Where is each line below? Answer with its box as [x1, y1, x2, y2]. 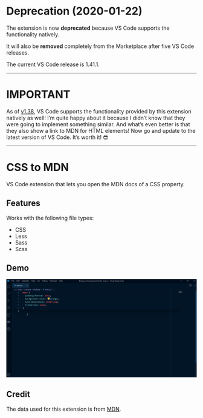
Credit [6, 389, 30, 400]
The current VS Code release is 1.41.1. [6, 61, 100, 68]
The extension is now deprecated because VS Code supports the [6, 24, 170, 32]
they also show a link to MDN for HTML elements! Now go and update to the [6, 127, 196, 134]
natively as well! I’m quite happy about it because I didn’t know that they [6, 114, 185, 121]
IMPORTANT [6, 88, 71, 101]
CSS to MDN [6, 161, 69, 174]
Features [6, 198, 40, 209]
